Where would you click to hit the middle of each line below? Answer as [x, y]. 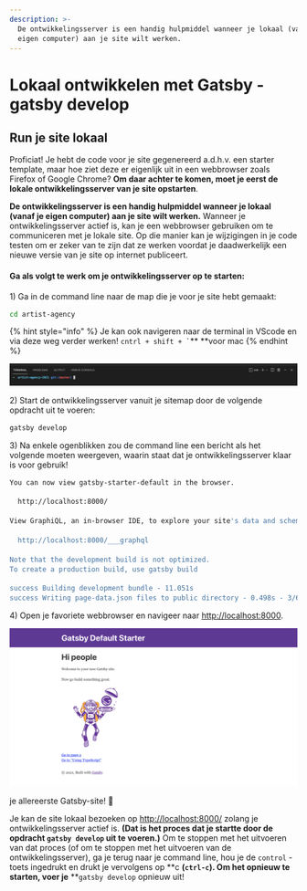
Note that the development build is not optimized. [110, 560]
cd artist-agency [42, 314]
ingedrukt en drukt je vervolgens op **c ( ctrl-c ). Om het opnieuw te [160, 867]
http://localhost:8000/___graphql [83, 540]
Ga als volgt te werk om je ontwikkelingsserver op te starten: [127, 276]
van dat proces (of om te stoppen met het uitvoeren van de [121, 848]
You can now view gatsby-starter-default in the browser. [122, 482]
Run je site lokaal [58, 137]
